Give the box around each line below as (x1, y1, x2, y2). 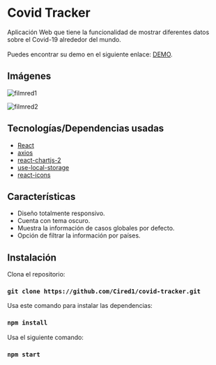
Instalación (7, 251, 57, 263)
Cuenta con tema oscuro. (17, 217, 91, 225)
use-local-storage (17, 163, 70, 171)
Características (7, 190, 76, 203)
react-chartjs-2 (17, 155, 61, 164)
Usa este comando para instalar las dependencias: (7, 302, 153, 310)
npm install (7, 319, 48, 327)
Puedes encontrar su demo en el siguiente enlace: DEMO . (7, 50, 173, 59)
